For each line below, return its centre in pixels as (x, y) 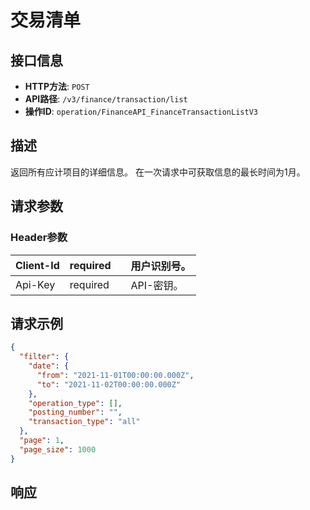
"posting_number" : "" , (75, 412)
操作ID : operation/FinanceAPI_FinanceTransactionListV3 (141, 111)
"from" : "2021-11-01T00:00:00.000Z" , (115, 375)
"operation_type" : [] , (75, 403)
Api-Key (35, 284)
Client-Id (37, 265)
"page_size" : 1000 (58, 449)
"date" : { (49, 366)
